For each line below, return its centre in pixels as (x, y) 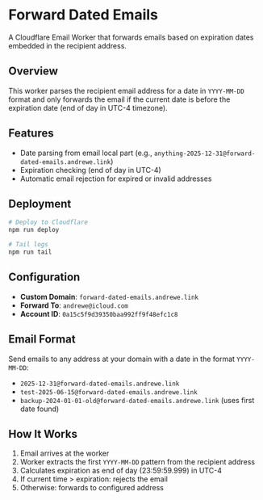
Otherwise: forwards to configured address (92, 488)
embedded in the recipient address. (68, 45)
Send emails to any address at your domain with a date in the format (122, 359)
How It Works (43, 434)
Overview (33, 71)
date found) (40, 409)
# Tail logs (28, 245)
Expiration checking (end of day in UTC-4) (90, 170)
